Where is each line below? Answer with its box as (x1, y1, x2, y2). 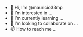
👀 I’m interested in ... (10, 10, 53, 16)
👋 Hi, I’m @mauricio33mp (10, 5, 63, 10)
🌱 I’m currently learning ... (10, 15, 64, 21)
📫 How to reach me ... (10, 26, 57, 32)
